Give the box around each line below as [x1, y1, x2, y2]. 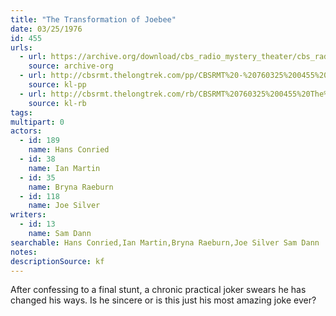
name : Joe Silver [28, 201, 101, 211]
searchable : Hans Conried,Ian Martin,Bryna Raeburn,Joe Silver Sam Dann [10, 237, 320, 248]
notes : [10, 247, 38, 257]
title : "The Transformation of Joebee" [10, 14, 177, 25]
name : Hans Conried [28, 145, 110, 155]
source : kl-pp [28, 80, 87, 90]
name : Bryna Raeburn [28, 182, 114, 192]
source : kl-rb [28, 98, 87, 108]
